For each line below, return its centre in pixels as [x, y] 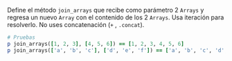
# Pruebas [21, 37]
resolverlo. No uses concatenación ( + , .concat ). [76, 25]
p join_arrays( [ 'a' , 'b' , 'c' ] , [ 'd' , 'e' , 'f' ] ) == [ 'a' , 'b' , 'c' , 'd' [116, 50]
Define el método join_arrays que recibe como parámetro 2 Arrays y [106, 10]
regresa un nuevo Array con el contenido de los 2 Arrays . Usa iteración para [116, 17]
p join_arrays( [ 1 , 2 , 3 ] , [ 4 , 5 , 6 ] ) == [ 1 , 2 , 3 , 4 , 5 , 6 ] [96, 44]
